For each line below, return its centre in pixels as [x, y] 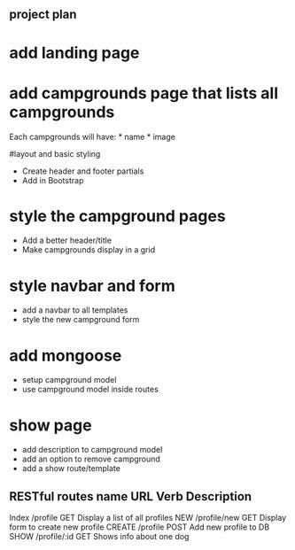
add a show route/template [71, 469]
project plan [43, 15]
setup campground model [69, 380]
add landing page [74, 53]
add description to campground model [92, 450]
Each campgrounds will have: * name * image [92, 136]
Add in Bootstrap [53, 180]
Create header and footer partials [83, 171]
